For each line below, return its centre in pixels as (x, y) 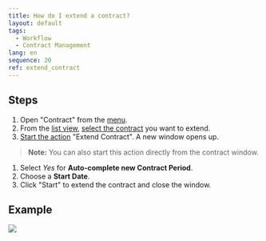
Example (30, 209)
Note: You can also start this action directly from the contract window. (143, 152)
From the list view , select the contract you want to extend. (115, 128)
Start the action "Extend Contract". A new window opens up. (119, 136)
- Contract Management (53, 46)
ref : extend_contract (44, 68)
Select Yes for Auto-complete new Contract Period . (106, 167)
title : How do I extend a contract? (69, 16)
